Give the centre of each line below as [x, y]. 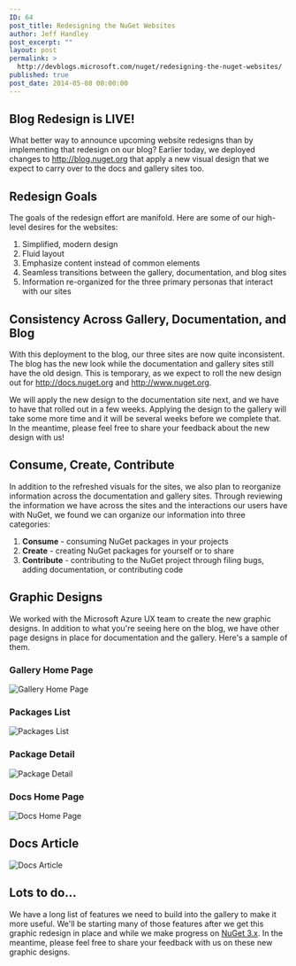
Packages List [40, 712]
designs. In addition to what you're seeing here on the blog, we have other [144, 628]
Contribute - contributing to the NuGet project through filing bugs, [143, 560]
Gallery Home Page [51, 669]
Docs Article [44, 843]
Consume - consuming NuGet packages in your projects [125, 541]
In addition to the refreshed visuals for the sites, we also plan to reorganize [145, 486]
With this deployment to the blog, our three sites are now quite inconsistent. [147, 354]
